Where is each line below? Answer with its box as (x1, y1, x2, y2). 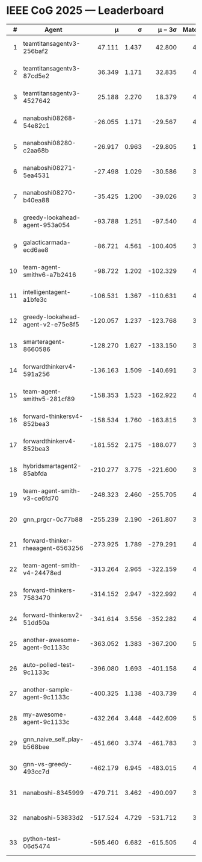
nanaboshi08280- (23, 139, 76, 147)
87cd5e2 (23, 72, 50, 80)
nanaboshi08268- (23, 114, 76, 122)
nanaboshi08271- (23, 163, 76, 172)
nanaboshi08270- (23, 188, 76, 196)
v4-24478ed (23, 569, 61, 577)
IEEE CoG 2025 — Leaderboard (6, 4, 164, 17)
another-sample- (23, 685, 74, 693)
